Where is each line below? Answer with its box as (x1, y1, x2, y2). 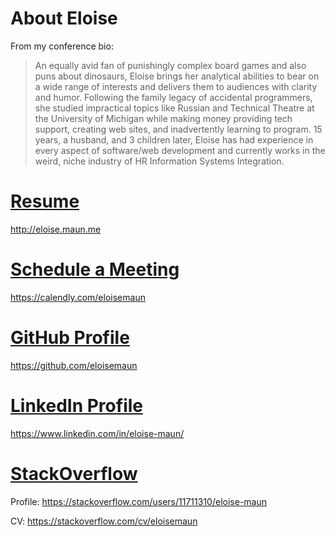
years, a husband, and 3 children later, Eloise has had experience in (34, 133, 314, 146)
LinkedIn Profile (10, 394, 143, 417)
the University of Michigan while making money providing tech (34, 112, 293, 124)
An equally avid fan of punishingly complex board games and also (34, 59, 307, 71)
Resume (10, 190, 80, 213)
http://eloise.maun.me (10, 223, 102, 235)
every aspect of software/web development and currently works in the (34, 144, 326, 156)
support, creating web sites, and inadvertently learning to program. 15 (34, 123, 323, 135)
